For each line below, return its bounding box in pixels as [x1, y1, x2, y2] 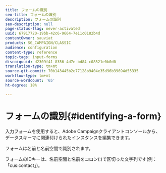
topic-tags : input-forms [5, 54, 58, 60]
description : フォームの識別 [5, 17, 61, 22]
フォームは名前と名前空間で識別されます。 [5, 145, 93, 151]
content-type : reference [5, 50, 58, 55]
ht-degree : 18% [5, 82, 37, 88]
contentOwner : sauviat [5, 36, 53, 41]
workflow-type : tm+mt [5, 73, 51, 78]
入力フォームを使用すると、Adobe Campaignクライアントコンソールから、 [5, 128, 160, 134]
